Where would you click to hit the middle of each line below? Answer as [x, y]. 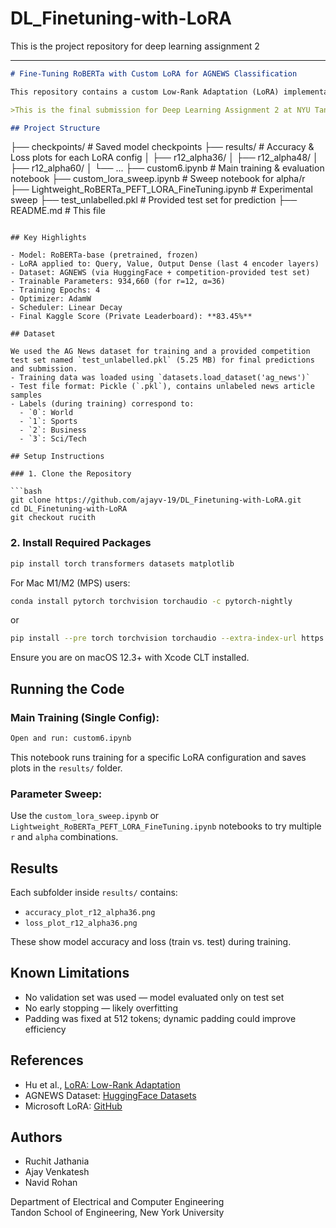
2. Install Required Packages [81, 543]
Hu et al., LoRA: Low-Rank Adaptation [102, 1084]
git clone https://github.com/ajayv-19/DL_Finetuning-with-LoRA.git [156, 500]
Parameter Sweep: [56, 794]
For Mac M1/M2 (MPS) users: [70, 583]
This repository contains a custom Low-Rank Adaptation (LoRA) [145, 92]
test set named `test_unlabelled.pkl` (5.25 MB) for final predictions [162, 360]
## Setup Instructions [57, 457]
